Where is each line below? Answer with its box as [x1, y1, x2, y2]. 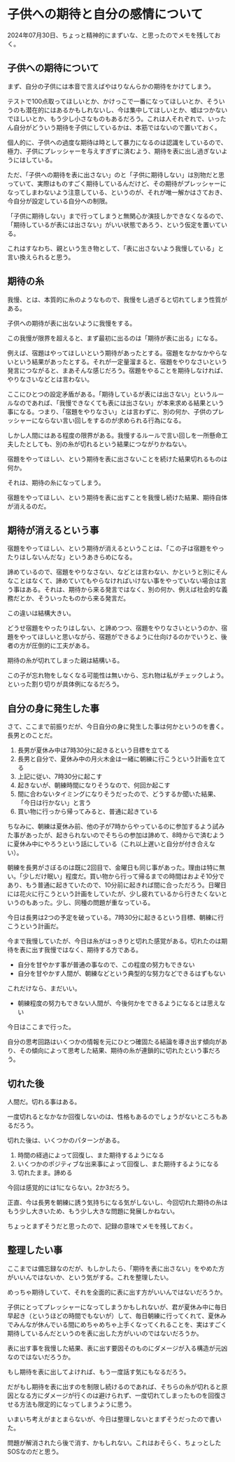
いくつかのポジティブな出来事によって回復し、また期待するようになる [17, 1160, 219, 1168]
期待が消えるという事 [7, 524, 99, 536]
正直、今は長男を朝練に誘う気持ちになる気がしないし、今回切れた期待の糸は [7, 1199, 228, 1206]
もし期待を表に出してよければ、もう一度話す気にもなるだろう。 [7, 1367, 190, 1376]
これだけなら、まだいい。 [7, 984, 81, 993]
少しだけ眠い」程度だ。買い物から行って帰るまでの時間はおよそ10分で [22, 872, 225, 881]
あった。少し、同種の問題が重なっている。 [31, 898, 155, 907]
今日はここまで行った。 [7, 1023, 75, 1031]
